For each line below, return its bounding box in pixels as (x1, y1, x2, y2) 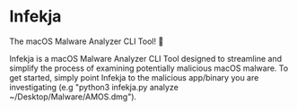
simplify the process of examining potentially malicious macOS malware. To (9, 63, 289, 73)
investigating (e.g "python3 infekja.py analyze (9, 81, 179, 92)
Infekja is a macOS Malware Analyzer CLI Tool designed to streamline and (9, 53, 283, 64)
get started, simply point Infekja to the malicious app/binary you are (9, 72, 259, 82)
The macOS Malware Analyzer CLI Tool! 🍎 (9, 36, 164, 47)
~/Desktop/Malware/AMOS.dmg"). (9, 91, 137, 102)
